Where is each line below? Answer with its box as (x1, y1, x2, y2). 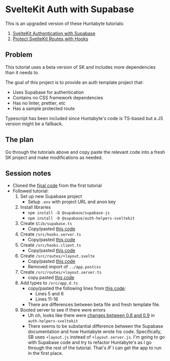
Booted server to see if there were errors (20, 307, 106, 313)
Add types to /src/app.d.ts (20, 280, 78, 286)
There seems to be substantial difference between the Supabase (27, 323, 163, 329)
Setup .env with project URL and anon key (27, 199, 116, 205)
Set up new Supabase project (20, 193, 82, 200)
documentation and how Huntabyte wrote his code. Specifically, (27, 328, 162, 335)
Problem (5, 50, 33, 59)
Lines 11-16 (35, 296, 58, 302)
